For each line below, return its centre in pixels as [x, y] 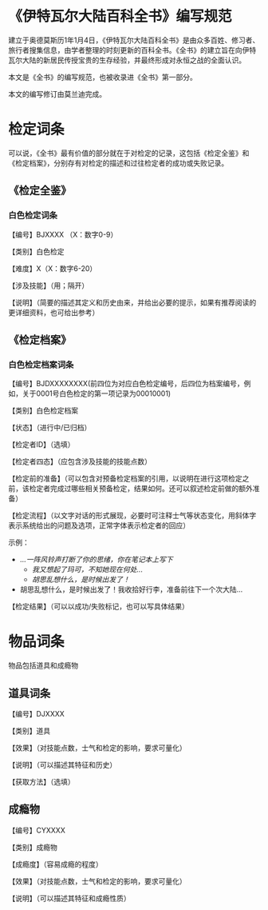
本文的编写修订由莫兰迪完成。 [57, 94]
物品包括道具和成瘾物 [43, 665]
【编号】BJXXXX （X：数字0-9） [63, 234]
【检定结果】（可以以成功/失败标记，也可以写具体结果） [99, 607]
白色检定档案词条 [41, 365]
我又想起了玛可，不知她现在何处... [87, 569]
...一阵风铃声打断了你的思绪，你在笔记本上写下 [96, 560]
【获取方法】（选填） [41, 782]
